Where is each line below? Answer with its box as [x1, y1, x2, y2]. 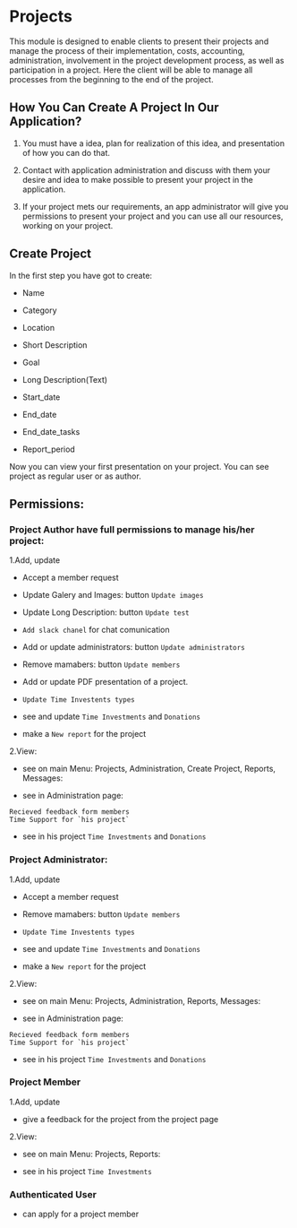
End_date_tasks [21, 426, 81, 437]
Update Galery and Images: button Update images [21, 590, 204, 601]
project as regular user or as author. [9, 471, 141, 481]
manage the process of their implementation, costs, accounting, [9, 45, 245, 56]
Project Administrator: [9, 853, 108, 866]
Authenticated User [9, 1188, 97, 1200]
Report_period [21, 444, 76, 454]
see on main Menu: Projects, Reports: [21, 1148, 161, 1159]
